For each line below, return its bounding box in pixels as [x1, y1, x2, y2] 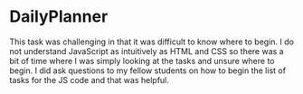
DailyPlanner [9, 6, 109, 27]
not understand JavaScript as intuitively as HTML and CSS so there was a [9, 45, 284, 56]
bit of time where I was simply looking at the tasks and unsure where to [9, 55, 275, 66]
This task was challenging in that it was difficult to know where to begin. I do [9, 36, 294, 47]
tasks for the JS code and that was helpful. [9, 74, 170, 85]
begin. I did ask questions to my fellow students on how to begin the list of [9, 65, 287, 76]
